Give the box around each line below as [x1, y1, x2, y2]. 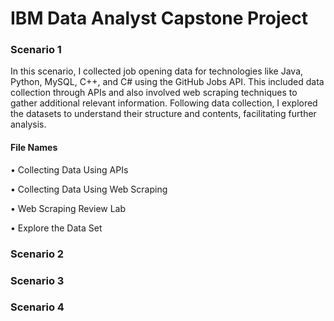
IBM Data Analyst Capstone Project [10, 7, 308, 30]
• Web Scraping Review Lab [10, 202, 127, 214]
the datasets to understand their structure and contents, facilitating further [10, 108, 317, 120]
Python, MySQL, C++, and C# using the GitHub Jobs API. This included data [10, 76, 325, 88]
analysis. [10, 118, 47, 131]
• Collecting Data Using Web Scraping [10, 183, 168, 195]
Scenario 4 [10, 300, 65, 314]
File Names [10, 142, 58, 154]
